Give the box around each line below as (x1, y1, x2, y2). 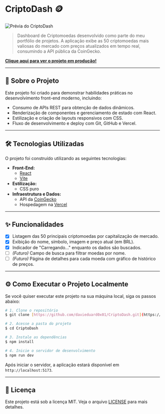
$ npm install (5, 339, 34, 344)
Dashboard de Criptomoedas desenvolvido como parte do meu (17, 32, 145, 38)
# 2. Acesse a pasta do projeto (5, 321, 71, 326)
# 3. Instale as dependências (5, 335, 67, 340)
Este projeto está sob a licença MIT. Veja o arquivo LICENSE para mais (5, 399, 148, 405)
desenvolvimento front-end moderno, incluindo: (5, 95, 102, 101)
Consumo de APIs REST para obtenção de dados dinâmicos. (12, 104, 135, 110)
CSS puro (19, 186, 39, 191)
